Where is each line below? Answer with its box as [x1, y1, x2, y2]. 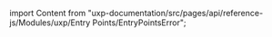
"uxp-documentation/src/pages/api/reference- [87, 8, 264, 18]
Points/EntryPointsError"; [92, 17, 186, 28]
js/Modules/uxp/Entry [9, 17, 91, 28]
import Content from [9, 8, 86, 18]
